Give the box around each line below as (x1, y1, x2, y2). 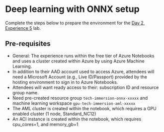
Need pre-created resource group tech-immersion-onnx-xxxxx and (12, 95, 148, 101)
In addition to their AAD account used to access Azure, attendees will (12, 68, 155, 74)
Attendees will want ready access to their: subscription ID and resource (12, 84, 159, 90)
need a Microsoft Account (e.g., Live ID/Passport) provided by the (12, 73, 148, 80)
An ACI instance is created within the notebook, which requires (12, 116, 142, 122)
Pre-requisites (5, 40, 51, 48)
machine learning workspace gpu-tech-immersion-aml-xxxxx (12, 100, 136, 106)
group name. (12, 89, 39, 95)
